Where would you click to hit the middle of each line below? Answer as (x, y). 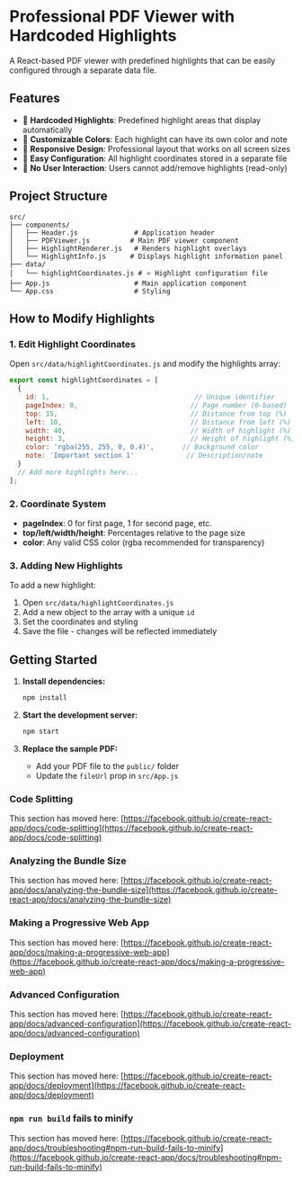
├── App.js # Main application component (128, 283)
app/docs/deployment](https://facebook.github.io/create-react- (127, 1086)
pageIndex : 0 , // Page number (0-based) (156, 405)
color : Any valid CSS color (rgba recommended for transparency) (143, 542)
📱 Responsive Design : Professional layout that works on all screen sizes (156, 148)
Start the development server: (80, 715)
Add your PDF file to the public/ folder (107, 765)
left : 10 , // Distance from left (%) (159, 422)
